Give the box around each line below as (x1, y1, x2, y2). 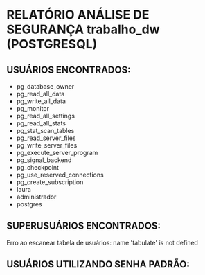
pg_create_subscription (16, 178, 84, 186)
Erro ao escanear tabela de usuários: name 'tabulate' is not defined (6, 238, 199, 247)
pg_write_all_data (16, 97, 66, 105)
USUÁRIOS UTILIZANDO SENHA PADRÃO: (6, 258, 190, 270)
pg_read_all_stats (16, 119, 66, 127)
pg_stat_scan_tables (16, 127, 75, 134)
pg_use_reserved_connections (16, 170, 105, 179)
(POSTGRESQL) (6, 37, 98, 52)
